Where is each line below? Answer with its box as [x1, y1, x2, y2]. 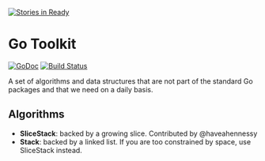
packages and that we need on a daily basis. [8, 84, 153, 94]
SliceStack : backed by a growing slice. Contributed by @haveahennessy [19, 129, 258, 138]
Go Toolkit [8, 36, 77, 53]
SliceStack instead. [19, 145, 83, 155]
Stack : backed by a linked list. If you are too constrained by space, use [19, 137, 252, 146]
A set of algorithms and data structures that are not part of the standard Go [8, 76, 253, 86]
